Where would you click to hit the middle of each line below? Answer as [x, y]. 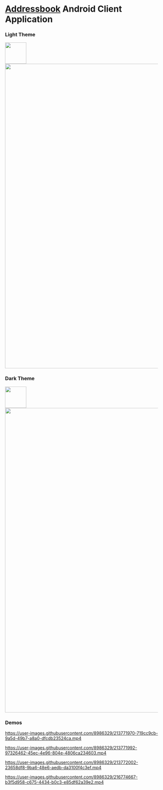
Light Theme [20, 35]
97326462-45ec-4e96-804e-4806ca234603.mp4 [56, 753]
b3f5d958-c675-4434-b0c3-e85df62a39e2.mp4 [55, 782]
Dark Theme [20, 379]
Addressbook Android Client [64, 9]
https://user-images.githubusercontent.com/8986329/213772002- [72, 762]
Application [29, 19]
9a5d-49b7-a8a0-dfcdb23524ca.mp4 [43, 738]
